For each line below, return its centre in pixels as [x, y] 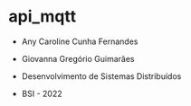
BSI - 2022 [42, 93]
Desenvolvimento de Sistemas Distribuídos [101, 76]
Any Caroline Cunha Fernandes [80, 41]
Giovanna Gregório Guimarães [78, 58]
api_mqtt [43, 17]
